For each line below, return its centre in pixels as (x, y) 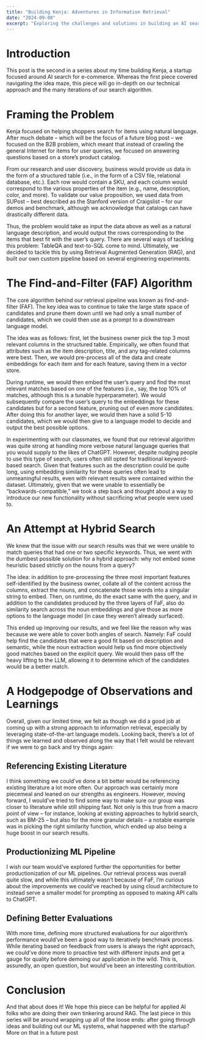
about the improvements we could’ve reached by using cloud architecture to (102, 886)
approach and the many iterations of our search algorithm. (80, 90)
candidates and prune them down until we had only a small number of (94, 313)
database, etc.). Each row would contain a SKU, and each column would (97, 182)
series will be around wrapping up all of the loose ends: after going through (101, 1020)
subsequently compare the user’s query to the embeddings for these (93, 402)
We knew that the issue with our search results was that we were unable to (100, 546)
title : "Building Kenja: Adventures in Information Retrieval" (88, 12)
